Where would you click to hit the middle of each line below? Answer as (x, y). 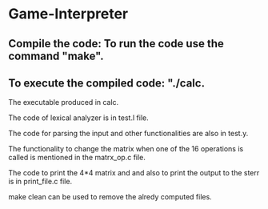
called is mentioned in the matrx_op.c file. (77, 158)
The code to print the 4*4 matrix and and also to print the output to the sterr (134, 173)
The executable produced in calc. (64, 102)
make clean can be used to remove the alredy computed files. (110, 197)
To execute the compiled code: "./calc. (107, 83)
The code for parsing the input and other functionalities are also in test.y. (128, 134)
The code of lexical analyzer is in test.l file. (79, 118)
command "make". (56, 56)
